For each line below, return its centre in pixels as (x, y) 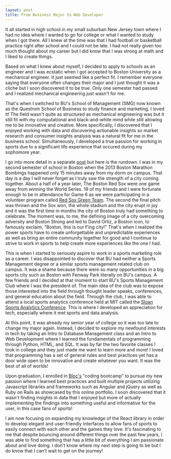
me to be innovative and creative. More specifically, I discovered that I (79, 125)
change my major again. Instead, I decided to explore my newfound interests (85, 328)
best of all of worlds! (27, 366)
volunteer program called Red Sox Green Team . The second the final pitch (83, 200)
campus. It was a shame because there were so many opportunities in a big (84, 269)
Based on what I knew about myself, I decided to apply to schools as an (80, 66)
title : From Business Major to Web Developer (54, 15)
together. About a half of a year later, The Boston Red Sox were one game (83, 184)
